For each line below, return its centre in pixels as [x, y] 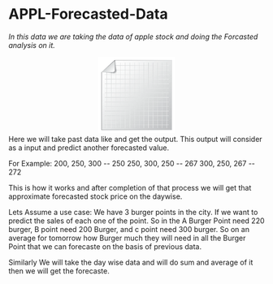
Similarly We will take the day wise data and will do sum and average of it [131, 262]
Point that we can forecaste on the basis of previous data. [105, 247]
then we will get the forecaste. [59, 271]
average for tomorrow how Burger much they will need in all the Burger [127, 238]
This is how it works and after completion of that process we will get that [130, 188]
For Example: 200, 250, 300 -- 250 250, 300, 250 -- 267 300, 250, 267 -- [132, 164]
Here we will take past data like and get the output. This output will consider [135, 140]
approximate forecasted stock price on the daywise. [95, 196]
